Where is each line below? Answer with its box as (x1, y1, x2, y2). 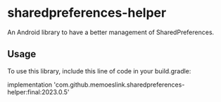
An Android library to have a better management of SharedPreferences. (7, 28, 215, 36)
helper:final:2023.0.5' (7, 87, 70, 96)
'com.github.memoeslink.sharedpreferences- (53, 80, 185, 89)
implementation (7, 80, 53, 89)
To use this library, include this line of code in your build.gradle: (7, 66, 191, 75)
